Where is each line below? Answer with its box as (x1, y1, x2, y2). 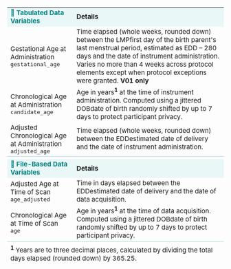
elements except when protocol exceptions (76, 67, 208, 77)
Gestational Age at (10, 44, 67, 53)
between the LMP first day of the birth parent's (76, 35, 217, 44)
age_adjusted (10, 195, 50, 203)
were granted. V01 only (76, 76, 149, 85)
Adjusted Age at (10, 179, 59, 189)
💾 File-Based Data (10, 160, 68, 169)
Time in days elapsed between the (76, 178, 181, 187)
